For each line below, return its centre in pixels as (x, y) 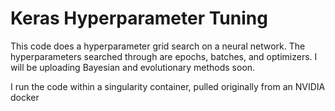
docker (25, 97)
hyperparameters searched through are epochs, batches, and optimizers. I (164, 56)
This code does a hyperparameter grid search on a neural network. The (158, 46)
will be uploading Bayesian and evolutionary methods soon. (133, 67)
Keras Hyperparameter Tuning (139, 18)
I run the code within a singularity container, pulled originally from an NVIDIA (168, 86)
